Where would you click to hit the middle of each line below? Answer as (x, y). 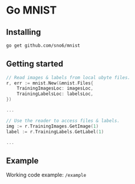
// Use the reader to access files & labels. (63, 121)
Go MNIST (32, 10)
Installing (24, 32)
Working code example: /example (46, 175)
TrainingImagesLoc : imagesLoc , (55, 88)
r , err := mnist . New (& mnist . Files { (50, 83)
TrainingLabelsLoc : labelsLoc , (55, 94)
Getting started (35, 64)
